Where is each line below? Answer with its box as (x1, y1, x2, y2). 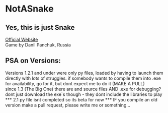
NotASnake (5, 3, 54, 15)
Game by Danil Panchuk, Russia (5, 42, 71, 48)
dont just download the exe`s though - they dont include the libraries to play (5, 91, 162, 97)
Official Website (5, 36, 38, 42)
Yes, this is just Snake (5, 23, 75, 32)
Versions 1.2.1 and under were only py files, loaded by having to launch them (5, 70, 163, 76)
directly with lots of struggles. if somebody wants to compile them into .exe (5, 75, 161, 81)
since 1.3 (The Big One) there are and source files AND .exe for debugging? (5, 86, 161, 92)
